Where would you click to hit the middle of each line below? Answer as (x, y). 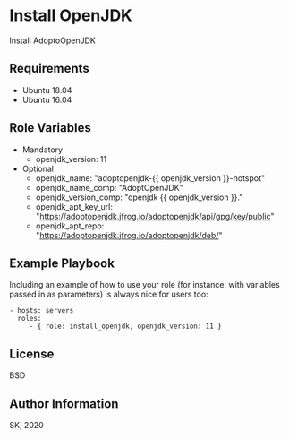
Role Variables (50, 128)
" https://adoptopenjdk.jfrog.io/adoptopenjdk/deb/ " (129, 235)
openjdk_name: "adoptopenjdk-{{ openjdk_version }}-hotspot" (150, 178)
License (32, 353)
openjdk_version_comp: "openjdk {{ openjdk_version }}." (139, 197)
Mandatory (42, 150)
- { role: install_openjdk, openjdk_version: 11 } (125, 327)
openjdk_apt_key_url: (74, 206)
